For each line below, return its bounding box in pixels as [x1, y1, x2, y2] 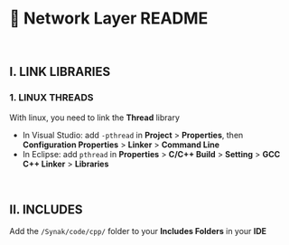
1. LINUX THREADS [9, 91, 94, 104]
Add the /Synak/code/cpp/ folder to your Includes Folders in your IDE [9, 226, 267, 237]
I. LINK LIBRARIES [9, 64, 111, 80]
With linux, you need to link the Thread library [9, 112, 181, 123]
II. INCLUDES [9, 203, 83, 218]
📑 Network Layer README [9, 8, 209, 29]
